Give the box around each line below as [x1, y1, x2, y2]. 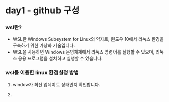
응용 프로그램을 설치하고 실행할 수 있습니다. [18, 55, 103, 61]
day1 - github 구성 [5, 5, 80, 16]
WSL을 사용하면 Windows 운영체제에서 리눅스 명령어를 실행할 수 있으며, [12, 49, 155, 55]
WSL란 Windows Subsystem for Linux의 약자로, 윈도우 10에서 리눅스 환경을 [12, 36, 164, 42]
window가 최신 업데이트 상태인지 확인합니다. [12, 81, 100, 87]
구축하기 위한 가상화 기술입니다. [12, 42, 75, 48]
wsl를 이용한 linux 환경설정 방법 [5, 69, 79, 76]
